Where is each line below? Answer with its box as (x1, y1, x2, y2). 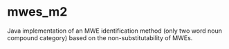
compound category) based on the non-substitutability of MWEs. (7, 33, 193, 42)
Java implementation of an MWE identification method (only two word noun (7, 27, 223, 35)
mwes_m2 (7, 4, 68, 20)
